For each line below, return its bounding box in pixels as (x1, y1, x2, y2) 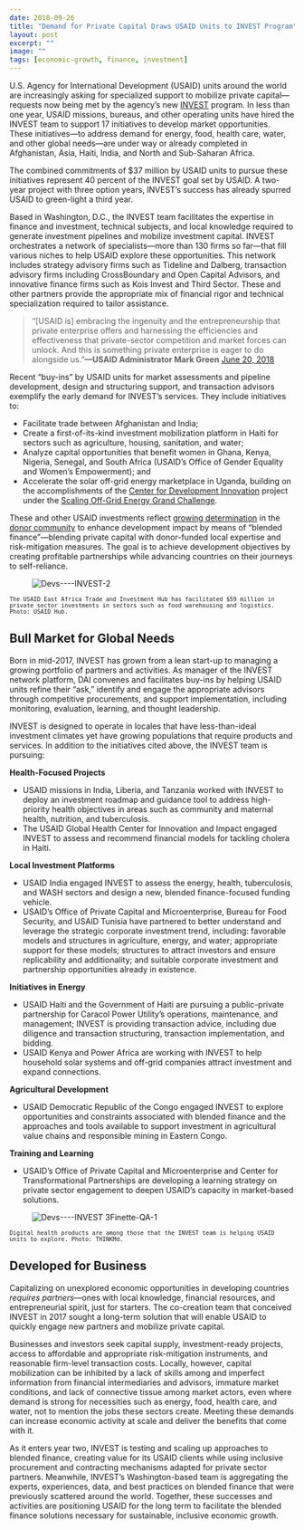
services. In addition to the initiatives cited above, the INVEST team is (9, 740, 269, 751)
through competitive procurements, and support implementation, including (9, 693, 287, 704)
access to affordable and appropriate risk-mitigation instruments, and (9, 1348, 269, 1359)
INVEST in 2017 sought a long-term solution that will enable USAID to (9, 1311, 267, 1322)
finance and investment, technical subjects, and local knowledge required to (9, 221, 294, 232)
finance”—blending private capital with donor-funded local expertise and (9, 531, 281, 542)
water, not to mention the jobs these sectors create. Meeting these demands (9, 1405, 294, 1417)
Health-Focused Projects (9, 767, 106, 778)
